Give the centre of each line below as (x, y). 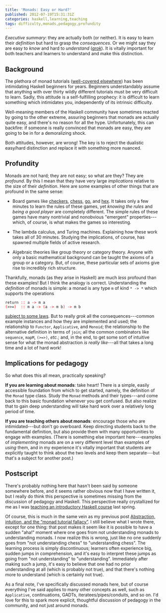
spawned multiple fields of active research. (56, 242)
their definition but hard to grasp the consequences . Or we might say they (81, 43)
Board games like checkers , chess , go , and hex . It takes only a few (80, 201)
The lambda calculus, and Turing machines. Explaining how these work (85, 232)
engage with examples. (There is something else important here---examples (83, 437)
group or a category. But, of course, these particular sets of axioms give (86, 263)
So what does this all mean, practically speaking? (55, 375)
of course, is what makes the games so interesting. (79, 222)
